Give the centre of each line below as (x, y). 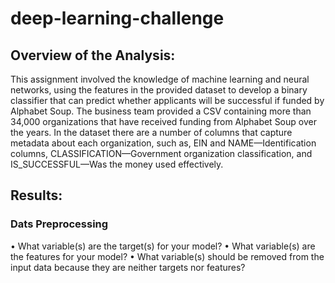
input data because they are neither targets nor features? (128, 267)
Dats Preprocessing (59, 224)
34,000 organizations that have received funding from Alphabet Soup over (163, 121)
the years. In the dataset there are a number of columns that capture (151, 132)
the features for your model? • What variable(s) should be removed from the (167, 256)
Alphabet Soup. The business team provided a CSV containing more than (161, 111)
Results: (36, 195)
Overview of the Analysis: (93, 55)
